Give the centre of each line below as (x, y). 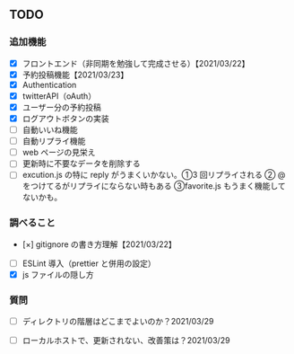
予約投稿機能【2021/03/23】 (75, 75)
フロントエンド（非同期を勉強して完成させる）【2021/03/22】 (136, 63)
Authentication (49, 84)
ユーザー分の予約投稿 (61, 107)
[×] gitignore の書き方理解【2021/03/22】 (99, 244)
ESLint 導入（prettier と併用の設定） (89, 263)
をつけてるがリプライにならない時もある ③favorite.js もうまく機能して (154, 186)
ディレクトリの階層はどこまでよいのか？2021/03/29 (118, 322)
